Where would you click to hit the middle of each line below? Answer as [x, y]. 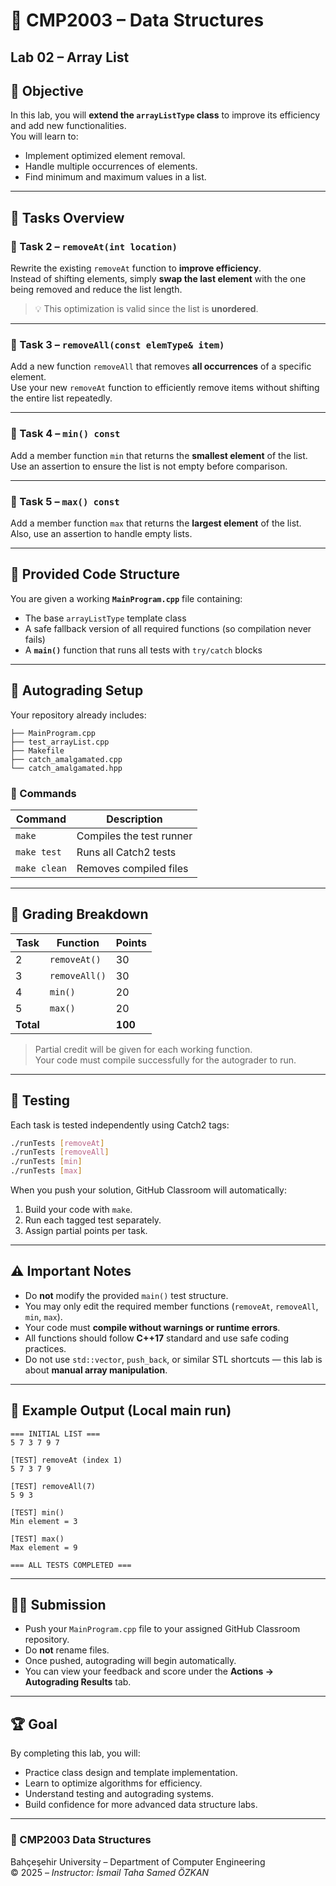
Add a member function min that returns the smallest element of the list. [159, 455]
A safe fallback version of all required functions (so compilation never [168, 628]
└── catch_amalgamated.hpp [66, 768]
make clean [41, 868]
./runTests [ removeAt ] [57, 1143]
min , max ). [43, 1316]
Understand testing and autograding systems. [119, 1794]
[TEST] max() [37, 1539]
